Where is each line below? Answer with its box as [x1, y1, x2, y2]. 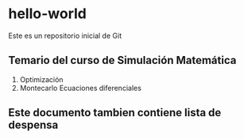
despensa [8, 118, 59, 132]
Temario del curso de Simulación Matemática [8, 54, 237, 67]
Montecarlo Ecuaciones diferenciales [19, 83, 141, 92]
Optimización [19, 74, 64, 84]
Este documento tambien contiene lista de [8, 106, 222, 119]
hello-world [8, 5, 87, 23]
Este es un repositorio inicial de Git [8, 31, 122, 40]
